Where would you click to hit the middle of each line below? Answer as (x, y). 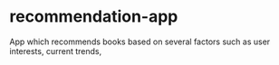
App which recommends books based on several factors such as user (140, 42)
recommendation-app (94, 17)
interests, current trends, (56, 51)
